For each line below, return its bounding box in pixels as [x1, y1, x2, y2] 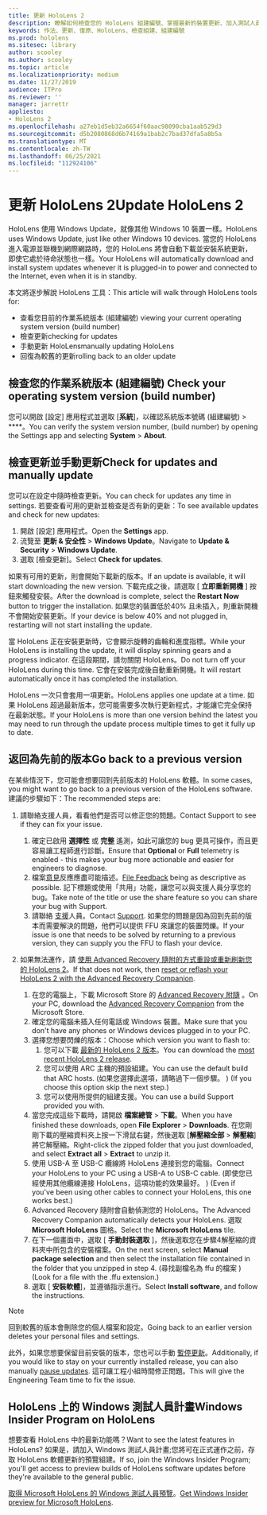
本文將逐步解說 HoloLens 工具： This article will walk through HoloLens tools [8, 288, 257, 297]
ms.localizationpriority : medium [8, 71, 119, 79]
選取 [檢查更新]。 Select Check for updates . [19, 554, 163, 564]
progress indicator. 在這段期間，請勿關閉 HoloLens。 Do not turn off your [8, 655, 246, 664]
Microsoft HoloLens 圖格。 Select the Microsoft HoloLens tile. [31, 1225, 236, 1234]
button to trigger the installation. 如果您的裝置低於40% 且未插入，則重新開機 [8, 601, 258, 611]
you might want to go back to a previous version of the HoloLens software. [8, 784, 253, 794]
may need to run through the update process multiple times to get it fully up [8, 719, 256, 728]
